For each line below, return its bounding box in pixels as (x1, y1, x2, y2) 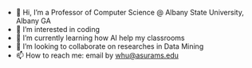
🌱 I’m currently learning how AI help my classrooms (15, 33, 185, 42)
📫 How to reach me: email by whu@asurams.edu (15, 50, 179, 60)
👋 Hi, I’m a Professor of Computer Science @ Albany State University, (15, 8, 245, 17)
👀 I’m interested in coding (15, 25, 100, 34)
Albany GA (15, 16, 52, 26)
